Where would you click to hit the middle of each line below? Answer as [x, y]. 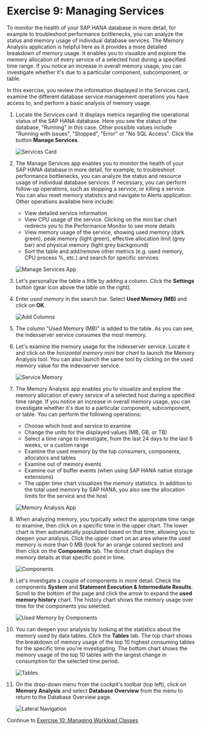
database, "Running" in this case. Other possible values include [94, 127]
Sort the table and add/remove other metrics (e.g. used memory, [104, 251]
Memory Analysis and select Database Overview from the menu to [99, 690]
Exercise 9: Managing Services [86, 11]
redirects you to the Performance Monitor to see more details [100, 225]
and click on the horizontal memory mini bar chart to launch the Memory [105, 352]
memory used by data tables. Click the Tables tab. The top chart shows [103, 635]
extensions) [39, 476]
